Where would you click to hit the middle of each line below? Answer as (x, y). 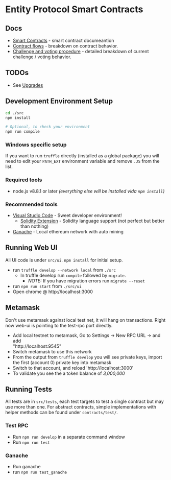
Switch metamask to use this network (52, 351)
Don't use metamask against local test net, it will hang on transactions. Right (86, 320)
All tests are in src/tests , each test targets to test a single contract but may (85, 401)
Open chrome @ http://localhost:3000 (53, 292)
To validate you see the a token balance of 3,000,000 (69, 373)
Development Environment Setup (59, 101)
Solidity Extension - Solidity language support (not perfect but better (92, 221)
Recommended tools (31, 204)
